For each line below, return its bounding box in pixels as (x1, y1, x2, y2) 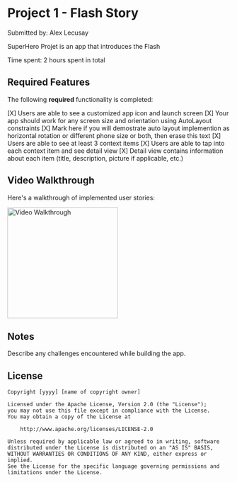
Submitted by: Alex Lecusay (7, 28, 89, 37)
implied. (7, 457, 33, 464)
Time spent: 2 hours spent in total (7, 55, 106, 64)
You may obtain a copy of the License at (7, 413, 132, 420)
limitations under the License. (7, 469, 103, 476)
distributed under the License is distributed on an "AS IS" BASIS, (7, 444, 214, 452)
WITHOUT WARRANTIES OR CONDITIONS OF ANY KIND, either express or (7, 451, 207, 458)
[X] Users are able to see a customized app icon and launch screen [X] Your (7, 108, 229, 117)
